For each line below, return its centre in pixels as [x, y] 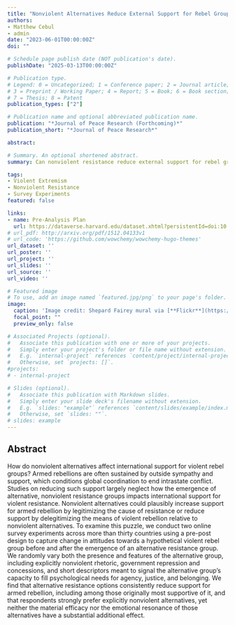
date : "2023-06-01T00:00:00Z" [51, 40]
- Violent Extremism [37, 181]
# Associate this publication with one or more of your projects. [109, 343]
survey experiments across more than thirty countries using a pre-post [109, 533]
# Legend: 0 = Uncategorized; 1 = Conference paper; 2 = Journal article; [119, 85]
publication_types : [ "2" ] [45, 105]
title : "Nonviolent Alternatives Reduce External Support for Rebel [109, 14]
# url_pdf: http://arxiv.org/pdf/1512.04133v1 [76, 233]
